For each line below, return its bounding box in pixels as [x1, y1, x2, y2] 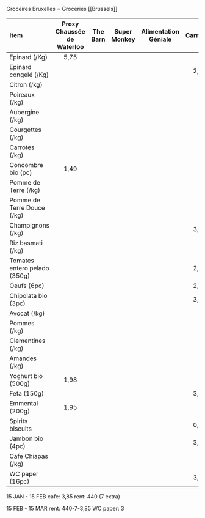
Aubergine [9, 108, 40, 116]
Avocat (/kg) [9, 309, 45, 317]
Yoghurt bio [9, 372, 43, 380]
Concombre [9, 161, 44, 169]
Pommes [9, 319, 35, 327]
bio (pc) [9, 168, 32, 177]
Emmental [9, 399, 38, 407]
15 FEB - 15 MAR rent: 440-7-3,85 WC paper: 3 [6, 505, 124, 512]
